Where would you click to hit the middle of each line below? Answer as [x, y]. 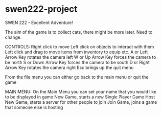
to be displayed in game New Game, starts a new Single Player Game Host [80, 97]
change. [13, 37]
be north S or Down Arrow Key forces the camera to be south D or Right [78, 62]
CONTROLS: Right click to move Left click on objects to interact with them [80, 46]
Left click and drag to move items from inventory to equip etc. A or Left [77, 52]
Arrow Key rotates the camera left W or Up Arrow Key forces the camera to [81, 57]
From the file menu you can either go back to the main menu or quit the [77, 77]
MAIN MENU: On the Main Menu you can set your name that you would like [81, 92]
